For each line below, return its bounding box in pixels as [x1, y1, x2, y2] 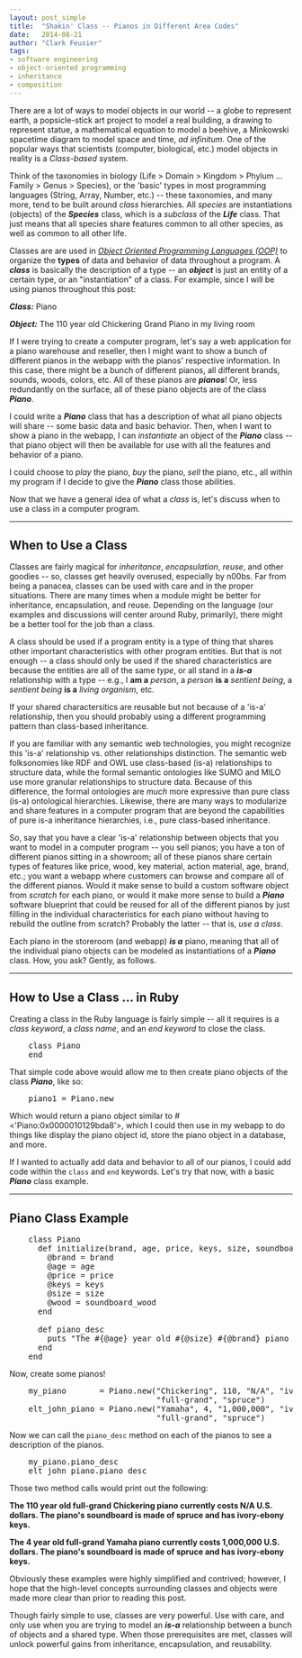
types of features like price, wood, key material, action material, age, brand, [9, 861, 289, 872]
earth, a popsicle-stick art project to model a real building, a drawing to [9, 114, 272, 125]
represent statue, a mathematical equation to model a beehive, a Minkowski [9, 123, 289, 135]
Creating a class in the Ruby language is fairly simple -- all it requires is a [9, 1014, 280, 1025]
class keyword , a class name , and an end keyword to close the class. [9, 1024, 266, 1034]
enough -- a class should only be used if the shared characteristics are [9, 655, 272, 667]
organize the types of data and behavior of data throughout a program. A [9, 254, 280, 266]
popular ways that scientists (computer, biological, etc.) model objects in [9, 143, 279, 154]
